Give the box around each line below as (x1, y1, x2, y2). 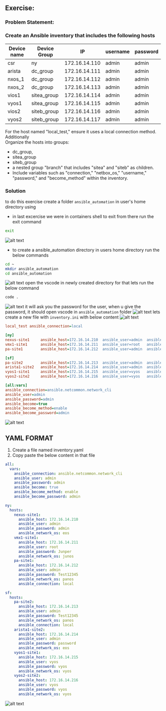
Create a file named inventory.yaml (12, 447, 84, 453)
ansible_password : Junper (18, 549, 72, 554)
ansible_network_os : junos (18, 553, 74, 559)
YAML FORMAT (5, 434, 53, 442)
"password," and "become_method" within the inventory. (12, 175, 128, 181)
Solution (5, 187, 26, 194)
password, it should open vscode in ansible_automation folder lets (5, 309, 161, 315)
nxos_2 (7, 84, 25, 91)
